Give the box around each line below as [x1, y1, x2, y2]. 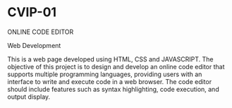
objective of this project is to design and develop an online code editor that [7, 62, 225, 71]
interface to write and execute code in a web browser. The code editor [7, 77, 212, 85]
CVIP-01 [7, 4, 57, 20]
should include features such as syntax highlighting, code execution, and [7, 85, 220, 93]
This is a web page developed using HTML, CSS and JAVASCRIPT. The [7, 54, 214, 64]
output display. [7, 92, 51, 101]
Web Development [7, 41, 61, 49]
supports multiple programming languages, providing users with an [7, 70, 202, 78]
